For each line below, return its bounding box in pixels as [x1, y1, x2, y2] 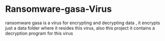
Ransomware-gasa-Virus [5, 3, 112, 15]
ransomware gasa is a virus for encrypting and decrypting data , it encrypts [5, 20, 161, 26]
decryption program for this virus [5, 30, 73, 36]
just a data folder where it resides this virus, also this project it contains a [5, 25, 156, 31]
